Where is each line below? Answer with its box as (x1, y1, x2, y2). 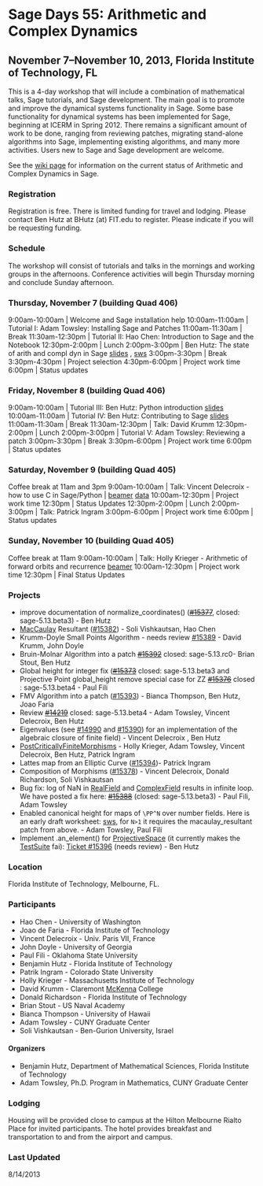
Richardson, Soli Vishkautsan (19, 775, 114, 784)
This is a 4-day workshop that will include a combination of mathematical (8, 87, 245, 96)
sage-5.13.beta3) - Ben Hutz (19, 616, 111, 625)
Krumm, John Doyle (19, 641, 84, 650)
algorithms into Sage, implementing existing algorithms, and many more (8, 137, 240, 146)
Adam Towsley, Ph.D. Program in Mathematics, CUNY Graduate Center (19, 1077, 249, 1088)
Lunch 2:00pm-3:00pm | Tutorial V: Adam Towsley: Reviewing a (38, 428, 246, 438)
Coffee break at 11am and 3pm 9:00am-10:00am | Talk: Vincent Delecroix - (8, 482, 250, 491)
